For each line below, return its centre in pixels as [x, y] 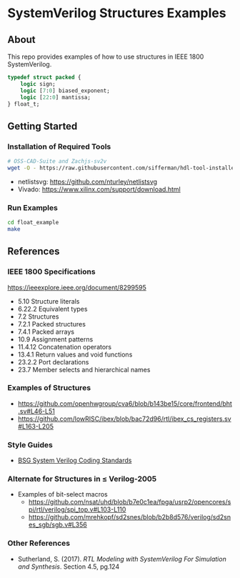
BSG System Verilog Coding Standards [75, 460]
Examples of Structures [49, 388]
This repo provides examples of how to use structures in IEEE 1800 [106, 56]
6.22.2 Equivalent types [52, 309]
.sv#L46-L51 [36, 411]
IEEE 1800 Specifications [51, 271]
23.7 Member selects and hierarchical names [84, 369]
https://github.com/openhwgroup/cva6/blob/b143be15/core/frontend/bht [125, 403]
